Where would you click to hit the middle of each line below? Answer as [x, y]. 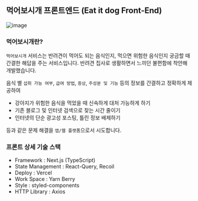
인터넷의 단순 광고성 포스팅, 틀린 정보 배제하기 [68, 118]
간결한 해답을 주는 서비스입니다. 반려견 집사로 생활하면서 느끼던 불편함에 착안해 [97, 63]
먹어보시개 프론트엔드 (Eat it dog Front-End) [84, 11]
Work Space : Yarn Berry [45, 179]
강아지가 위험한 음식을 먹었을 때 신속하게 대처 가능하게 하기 [82, 103]
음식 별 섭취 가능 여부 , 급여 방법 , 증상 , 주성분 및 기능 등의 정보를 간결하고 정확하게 [96, 83]
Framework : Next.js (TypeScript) [55, 160]
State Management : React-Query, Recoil [64, 167]
